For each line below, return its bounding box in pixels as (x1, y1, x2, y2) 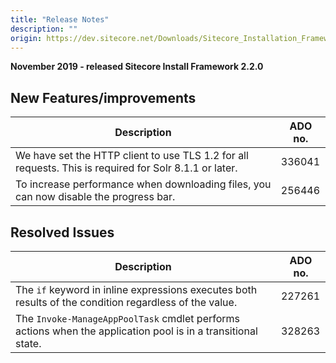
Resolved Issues (10, 224, 115, 241)
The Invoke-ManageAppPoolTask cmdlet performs (15, 312, 241, 325)
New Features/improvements (10, 89, 197, 106)
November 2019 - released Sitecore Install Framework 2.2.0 (10, 61, 264, 73)
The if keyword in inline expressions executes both (15, 283, 258, 296)
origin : (10, 33, 43, 43)
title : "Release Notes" (10, 14, 110, 25)
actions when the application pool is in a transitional (15, 324, 258, 338)
